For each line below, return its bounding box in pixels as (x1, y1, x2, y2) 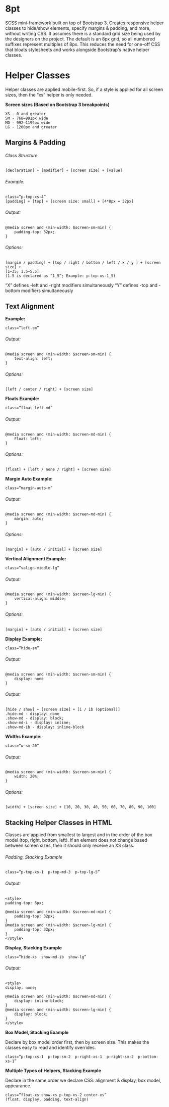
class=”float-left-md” (5, 405, 53, 411)
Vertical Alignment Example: (5, 556, 66, 562)
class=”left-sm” (5, 325, 39, 330)
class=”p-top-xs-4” (5, 194, 46, 200)
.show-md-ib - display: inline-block (5, 725, 84, 730)
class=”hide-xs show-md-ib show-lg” (5, 954, 87, 959)
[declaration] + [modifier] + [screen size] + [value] (5, 168, 123, 173)
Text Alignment (5, 302, 54, 311)
